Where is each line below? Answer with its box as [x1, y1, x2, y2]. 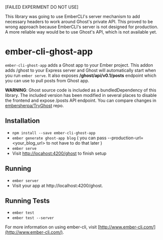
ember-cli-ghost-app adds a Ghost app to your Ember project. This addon [5, 62, 153, 68]
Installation [5, 117, 40, 125]
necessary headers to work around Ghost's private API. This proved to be [5, 19, 153, 24]
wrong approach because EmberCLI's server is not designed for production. [5, 24, 159, 30]
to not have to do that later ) [46, 140, 102, 146]
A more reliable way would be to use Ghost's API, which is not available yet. [5, 29, 157, 35]
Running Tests [5, 197, 50, 205]
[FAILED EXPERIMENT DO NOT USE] [5, 4, 79, 10]
